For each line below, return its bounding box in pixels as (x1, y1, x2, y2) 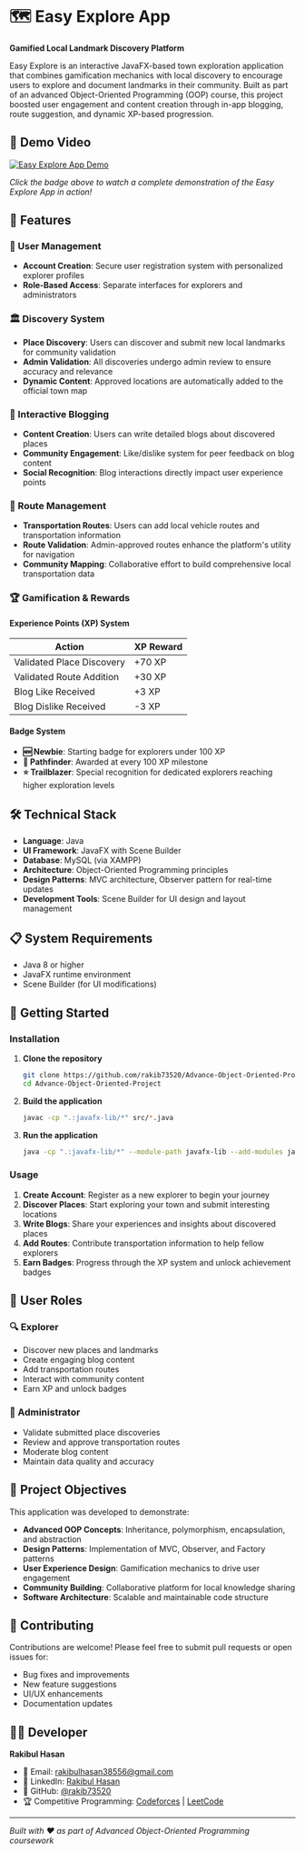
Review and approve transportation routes (22, 1437, 181, 1447)
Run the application (22, 1129, 98, 1140)
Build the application (22, 1096, 103, 1107)
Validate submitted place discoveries (22, 1427, 161, 1437)
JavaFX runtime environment (22, 969, 132, 980)
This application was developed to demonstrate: (9, 1506, 190, 1517)
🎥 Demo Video (9, 135, 92, 150)
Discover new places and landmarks (22, 1345, 159, 1356)
